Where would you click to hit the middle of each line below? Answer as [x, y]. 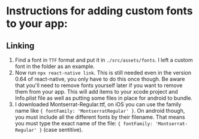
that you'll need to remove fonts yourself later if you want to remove [99, 85]
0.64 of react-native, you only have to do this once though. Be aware [100, 79]
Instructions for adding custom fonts [99, 11]
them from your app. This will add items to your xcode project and [96, 92]
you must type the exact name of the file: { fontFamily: [84, 123]
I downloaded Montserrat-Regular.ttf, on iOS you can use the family [98, 104]
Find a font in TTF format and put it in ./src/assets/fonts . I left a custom [104, 60]
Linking [20, 46]
